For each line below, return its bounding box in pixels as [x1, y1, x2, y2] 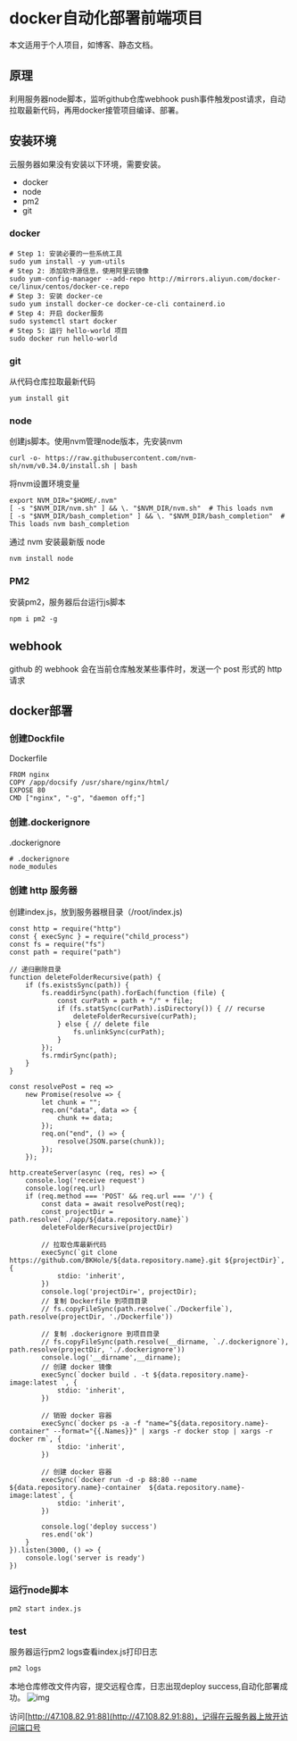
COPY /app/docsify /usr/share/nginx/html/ [9, 778, 169, 787]
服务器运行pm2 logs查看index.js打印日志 [9, 1646, 158, 1657]
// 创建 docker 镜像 [41, 1362, 112, 1371]
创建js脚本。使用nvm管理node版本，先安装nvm [9, 436, 183, 447]
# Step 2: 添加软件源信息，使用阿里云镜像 [9, 266, 149, 275]
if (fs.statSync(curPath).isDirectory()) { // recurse [56, 1004, 266, 1013]
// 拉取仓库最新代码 [41, 1240, 107, 1249]
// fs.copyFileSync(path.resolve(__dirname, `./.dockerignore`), [41, 1337, 290, 1346]
